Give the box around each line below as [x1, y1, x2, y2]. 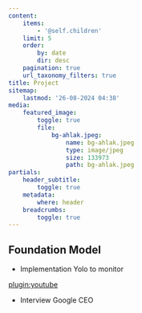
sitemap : [8, 86, 38, 95]
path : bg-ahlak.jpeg [65, 161, 135, 169]
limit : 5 [22, 34, 52, 43]
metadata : [22, 190, 56, 199]
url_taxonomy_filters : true [22, 71, 116, 79]
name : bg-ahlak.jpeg [65, 138, 135, 147]
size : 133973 [65, 153, 110, 161]
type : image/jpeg [65, 146, 124, 154]
